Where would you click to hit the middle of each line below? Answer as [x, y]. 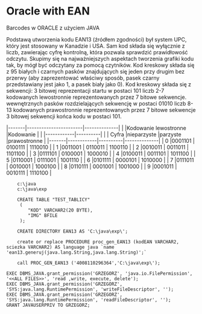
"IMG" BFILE [43, 215]
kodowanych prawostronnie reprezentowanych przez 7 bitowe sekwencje [104, 110]
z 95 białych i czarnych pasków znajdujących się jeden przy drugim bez [96, 71]
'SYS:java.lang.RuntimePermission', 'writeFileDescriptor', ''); [90, 289]
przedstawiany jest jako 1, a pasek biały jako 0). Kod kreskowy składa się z [99, 84]
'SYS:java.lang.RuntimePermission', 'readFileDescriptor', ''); [89, 300]
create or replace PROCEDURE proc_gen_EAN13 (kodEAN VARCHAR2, [98, 242]
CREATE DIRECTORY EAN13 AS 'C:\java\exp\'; [73, 231]
